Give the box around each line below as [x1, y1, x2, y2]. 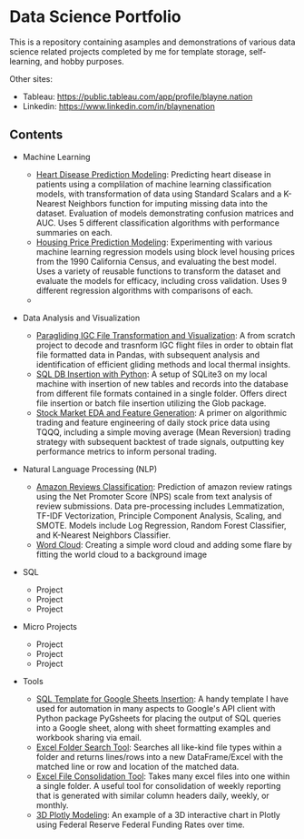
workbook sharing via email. [35, 732, 142, 743]
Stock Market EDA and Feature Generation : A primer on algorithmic [35, 407, 288, 418]
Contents [9, 127, 64, 143]
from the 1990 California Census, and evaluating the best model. [35, 256, 277, 267]
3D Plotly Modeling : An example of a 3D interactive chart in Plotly [35, 809, 281, 820]
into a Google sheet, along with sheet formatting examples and [35, 722, 271, 733]
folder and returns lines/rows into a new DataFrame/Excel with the [35, 751, 284, 762]
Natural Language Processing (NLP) [22, 463, 158, 474]
